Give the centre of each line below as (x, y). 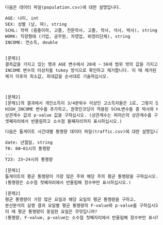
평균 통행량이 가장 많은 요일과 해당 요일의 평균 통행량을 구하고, (71, 200)
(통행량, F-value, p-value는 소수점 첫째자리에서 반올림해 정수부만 (76, 217)
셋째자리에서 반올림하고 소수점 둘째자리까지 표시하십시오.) (64, 121)
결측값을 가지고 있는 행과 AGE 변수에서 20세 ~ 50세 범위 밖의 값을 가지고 (81, 64)
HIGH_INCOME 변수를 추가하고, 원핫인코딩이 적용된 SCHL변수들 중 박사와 (80, 109)
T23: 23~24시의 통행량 (29, 159)
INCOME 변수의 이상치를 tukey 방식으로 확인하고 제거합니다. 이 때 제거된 (81, 70)
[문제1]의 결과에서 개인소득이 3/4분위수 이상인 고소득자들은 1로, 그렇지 (79, 103)
